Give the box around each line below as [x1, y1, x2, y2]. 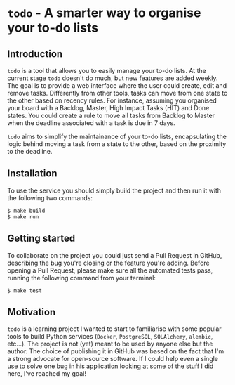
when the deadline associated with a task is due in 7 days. [7, 119, 175, 127]
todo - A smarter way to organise [7, 5, 201, 21]
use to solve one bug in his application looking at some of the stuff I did [7, 362, 214, 370]
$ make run [7, 213, 39, 221]
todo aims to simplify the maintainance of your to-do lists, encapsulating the [7, 132, 227, 141]
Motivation [7, 306, 56, 318]
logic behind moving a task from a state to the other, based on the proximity [7, 140, 227, 148]
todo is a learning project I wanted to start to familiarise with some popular [7, 325, 222, 333]
